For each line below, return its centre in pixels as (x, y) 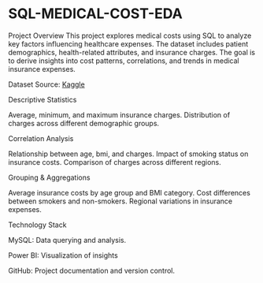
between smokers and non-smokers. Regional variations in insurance (120, 201)
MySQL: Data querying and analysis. (67, 240)
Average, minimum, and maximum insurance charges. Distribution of (119, 114)
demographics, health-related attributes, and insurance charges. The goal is (132, 52)
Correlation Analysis (41, 138)
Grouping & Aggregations (49, 177)
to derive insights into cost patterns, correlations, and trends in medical (124, 61)
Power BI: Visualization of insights (63, 255)
